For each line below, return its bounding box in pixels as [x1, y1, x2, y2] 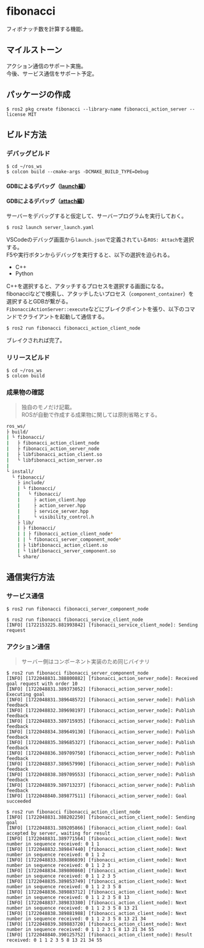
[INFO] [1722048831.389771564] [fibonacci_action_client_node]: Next [6, 835, 188, 842]
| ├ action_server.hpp [17, 502, 86, 508]
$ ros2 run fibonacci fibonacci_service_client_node [6, 617, 144, 623]
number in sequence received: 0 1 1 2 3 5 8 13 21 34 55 [6, 926, 155, 932]
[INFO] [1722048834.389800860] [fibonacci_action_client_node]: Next [6, 867, 188, 874]
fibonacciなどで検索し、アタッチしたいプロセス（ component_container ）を [6, 290, 194, 297]
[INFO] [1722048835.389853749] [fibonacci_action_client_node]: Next [6, 878, 188, 885]
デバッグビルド [6, 149, 51, 157]
